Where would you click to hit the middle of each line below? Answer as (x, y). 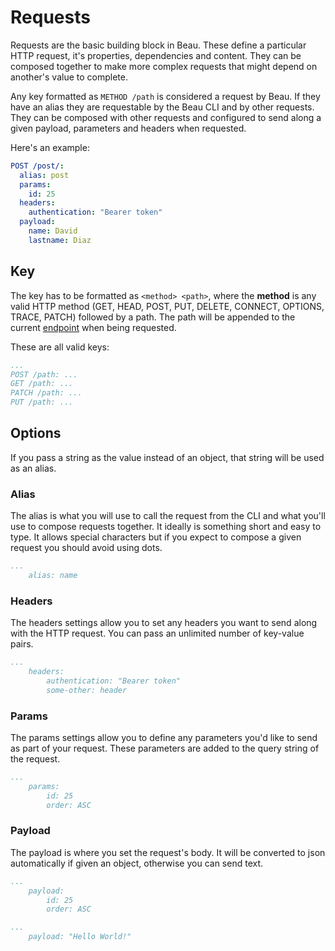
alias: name (53, 575)
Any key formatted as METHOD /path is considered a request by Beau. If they (165, 96)
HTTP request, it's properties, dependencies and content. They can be (156, 55)
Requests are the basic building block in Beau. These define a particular (158, 45)
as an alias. (33, 468)
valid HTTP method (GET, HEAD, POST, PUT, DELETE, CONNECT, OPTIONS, (167, 306)
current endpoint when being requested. (93, 327)
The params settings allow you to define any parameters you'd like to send (164, 737)
